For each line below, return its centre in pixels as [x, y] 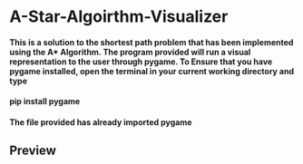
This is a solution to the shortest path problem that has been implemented [151, 42]
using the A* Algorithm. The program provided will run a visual [130, 52]
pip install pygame [45, 101]
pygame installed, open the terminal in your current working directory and [152, 71]
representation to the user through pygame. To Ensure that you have [141, 62]
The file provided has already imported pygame [101, 122]
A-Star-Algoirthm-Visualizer [119, 17]
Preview [33, 151]
